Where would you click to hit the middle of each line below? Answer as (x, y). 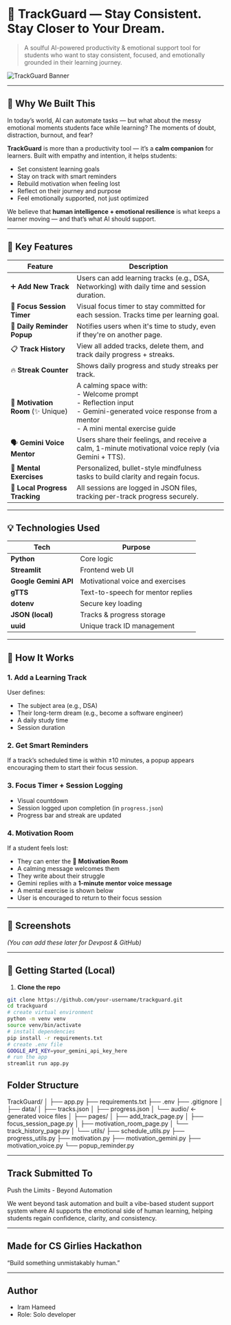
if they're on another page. (120, 334)
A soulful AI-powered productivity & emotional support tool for (112, 47)
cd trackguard (27, 1006)
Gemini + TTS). (101, 457)
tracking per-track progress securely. (138, 496)
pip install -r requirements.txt (55, 1038)
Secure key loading (111, 603)
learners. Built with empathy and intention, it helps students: (92, 155)
